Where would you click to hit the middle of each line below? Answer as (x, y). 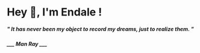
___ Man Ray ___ (27, 44)
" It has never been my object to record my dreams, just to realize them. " (101, 29)
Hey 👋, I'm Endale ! (55, 12)
